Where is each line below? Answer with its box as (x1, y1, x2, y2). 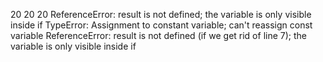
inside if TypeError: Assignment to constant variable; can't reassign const (10, 19, 313, 31)
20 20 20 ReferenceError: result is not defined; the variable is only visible (10, 9, 312, 20)
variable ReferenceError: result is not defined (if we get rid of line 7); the (10, 30, 307, 41)
